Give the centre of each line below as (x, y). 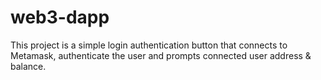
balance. (28, 66)
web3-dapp (60, 17)
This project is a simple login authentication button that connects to (149, 45)
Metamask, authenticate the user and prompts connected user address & (161, 55)
